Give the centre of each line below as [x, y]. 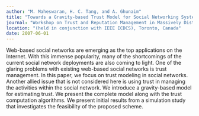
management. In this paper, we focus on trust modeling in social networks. [97, 75]
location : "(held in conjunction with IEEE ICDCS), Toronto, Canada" [94, 28]
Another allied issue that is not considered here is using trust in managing [96, 82]
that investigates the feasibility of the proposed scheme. [75, 107]
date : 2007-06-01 [28, 34]
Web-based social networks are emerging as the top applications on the [94, 50]
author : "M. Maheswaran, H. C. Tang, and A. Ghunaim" [74, 11]
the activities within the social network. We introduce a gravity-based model [99, 88]
